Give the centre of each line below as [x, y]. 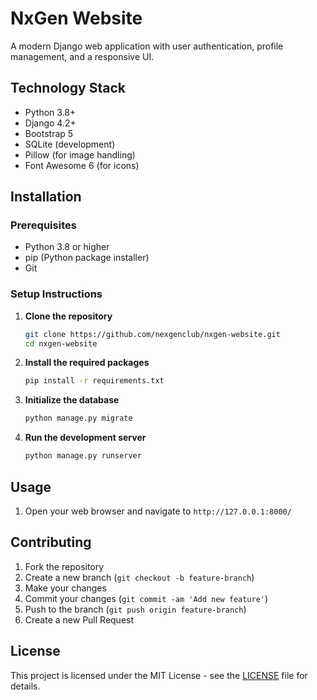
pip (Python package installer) [87, 258]
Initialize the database [72, 400]
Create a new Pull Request [79, 619]
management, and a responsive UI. [82, 56]
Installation [46, 197]
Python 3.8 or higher [67, 247]
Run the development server [85, 438]
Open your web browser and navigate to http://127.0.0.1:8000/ [158, 511]
